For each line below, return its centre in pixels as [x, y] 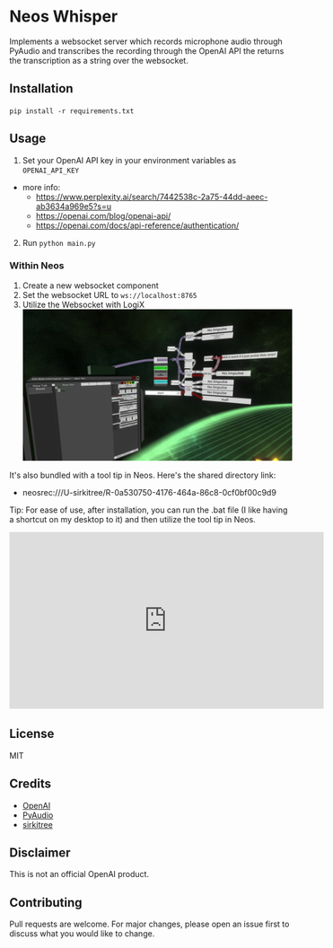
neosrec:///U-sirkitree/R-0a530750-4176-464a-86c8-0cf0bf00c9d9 [149, 492]
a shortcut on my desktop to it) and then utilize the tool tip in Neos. [132, 519]
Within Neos [37, 266]
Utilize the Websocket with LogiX [83, 304]
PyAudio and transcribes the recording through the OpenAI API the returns [147, 50]
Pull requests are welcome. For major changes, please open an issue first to [149, 924]
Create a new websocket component [90, 285]
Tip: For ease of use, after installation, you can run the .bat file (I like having [149, 510]
